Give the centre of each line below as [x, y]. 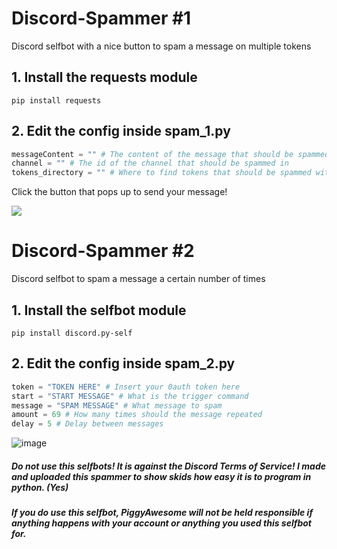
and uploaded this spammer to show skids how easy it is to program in [161, 476]
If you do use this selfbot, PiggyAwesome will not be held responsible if [162, 513]
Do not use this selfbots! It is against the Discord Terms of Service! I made [168, 466]
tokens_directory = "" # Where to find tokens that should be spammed [161, 173]
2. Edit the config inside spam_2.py [123, 363]
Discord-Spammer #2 [103, 251]
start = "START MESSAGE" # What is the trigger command [130, 396]
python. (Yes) [40, 487]
